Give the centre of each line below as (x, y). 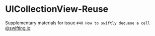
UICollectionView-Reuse (57, 9)
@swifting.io (18, 28)
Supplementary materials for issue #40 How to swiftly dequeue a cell (77, 23)
